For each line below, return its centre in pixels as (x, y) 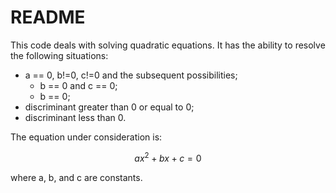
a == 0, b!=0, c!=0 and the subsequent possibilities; (131, 75)
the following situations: (59, 55)
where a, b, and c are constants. (76, 177)
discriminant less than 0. (75, 117)
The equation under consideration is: (86, 137)
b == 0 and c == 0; (78, 85)
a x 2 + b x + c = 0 (168, 157)
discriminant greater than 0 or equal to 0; (109, 107)
